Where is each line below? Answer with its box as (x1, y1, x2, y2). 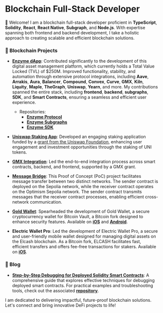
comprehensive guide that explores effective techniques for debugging (12, 277, 155, 283)
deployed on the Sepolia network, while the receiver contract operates (12, 184, 154, 190)
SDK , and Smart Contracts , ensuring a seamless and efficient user (12, 94, 147, 100)
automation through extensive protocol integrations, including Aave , (12, 74, 149, 80)
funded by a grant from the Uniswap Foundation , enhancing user (12, 139, 143, 145)
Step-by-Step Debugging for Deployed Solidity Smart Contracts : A (12, 272, 149, 278)
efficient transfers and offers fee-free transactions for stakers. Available (12, 244, 157, 250)
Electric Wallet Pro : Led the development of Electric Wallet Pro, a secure (12, 228, 158, 234)
